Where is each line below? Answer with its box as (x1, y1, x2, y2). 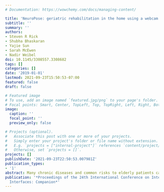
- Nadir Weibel (5, 52, 36, 57)
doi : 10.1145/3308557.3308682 (5, 57, 67, 62)
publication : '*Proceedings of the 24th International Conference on (5, 175, 150, 180)
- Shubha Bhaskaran (5, 39, 45, 44)
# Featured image (5, 93, 41, 98)
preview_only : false (9, 120, 51, 125)
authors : (5, 30, 23, 35)
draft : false (5, 84, 32, 89)
